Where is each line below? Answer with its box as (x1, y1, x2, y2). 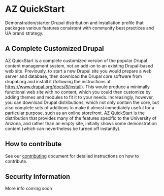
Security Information (5, 172, 70, 181)
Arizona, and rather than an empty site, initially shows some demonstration (5, 120, 157, 126)
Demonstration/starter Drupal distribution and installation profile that (5, 20, 144, 26)
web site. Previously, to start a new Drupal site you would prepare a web (5, 68, 152, 74)
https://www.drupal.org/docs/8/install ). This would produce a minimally (5, 84, 150, 90)
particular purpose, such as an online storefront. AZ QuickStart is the (5, 110, 145, 116)
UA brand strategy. (5, 30, 43, 36)
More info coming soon (5, 186, 53, 192)
